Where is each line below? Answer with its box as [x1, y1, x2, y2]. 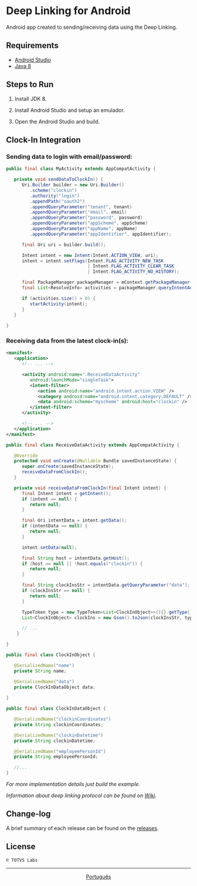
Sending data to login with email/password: [6, 152, 133, 161]
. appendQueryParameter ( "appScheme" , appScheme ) [29, 220, 148, 226]
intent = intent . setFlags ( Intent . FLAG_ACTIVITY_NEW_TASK [21, 258, 164, 264]
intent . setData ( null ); [21, 544, 77, 550]
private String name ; [13, 668, 67, 674]
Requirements [6, 41, 59, 51]
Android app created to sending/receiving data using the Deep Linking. [6, 24, 178, 31]
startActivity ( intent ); [29, 301, 88, 307]
